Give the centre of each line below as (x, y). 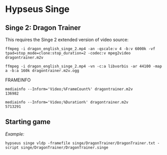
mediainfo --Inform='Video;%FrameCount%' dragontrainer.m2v (69, 89)
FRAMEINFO (18, 80)
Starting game (28, 122)
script (12, 147)
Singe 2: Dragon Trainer (43, 28)
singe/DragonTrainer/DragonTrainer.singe (64, 147)
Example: (15, 134)
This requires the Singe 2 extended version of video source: (67, 39)
